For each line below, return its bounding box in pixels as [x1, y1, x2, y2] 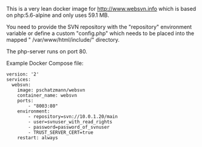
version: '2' [6, 71, 39, 77]
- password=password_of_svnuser [28, 124, 110, 130]
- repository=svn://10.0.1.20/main [28, 114, 118, 120]
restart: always [17, 135, 59, 141]
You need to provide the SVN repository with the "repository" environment [6, 24, 192, 30]
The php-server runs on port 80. [6, 48, 88, 55]
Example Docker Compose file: [6, 60, 84, 67]
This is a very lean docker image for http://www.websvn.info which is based [6, 5, 197, 12]
